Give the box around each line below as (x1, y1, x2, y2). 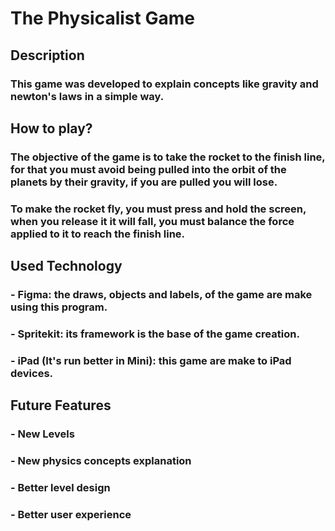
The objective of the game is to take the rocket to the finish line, (10, 150, 326, 164)
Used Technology (10, 258, 123, 275)
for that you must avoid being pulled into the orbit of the (10, 162, 287, 176)
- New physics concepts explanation (10, 454, 192, 468)
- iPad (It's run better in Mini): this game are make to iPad (10, 353, 292, 367)
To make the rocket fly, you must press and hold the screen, (10, 202, 307, 216)
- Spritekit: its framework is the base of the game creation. (10, 327, 300, 341)
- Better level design (10, 481, 111, 495)
